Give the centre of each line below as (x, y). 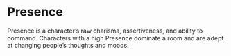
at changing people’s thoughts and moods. (68, 45)
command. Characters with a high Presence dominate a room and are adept (115, 38)
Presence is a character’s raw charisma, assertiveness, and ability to (105, 31)
